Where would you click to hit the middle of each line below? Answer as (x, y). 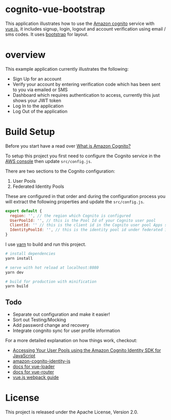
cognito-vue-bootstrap (55, 9)
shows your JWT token (37, 100)
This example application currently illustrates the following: (67, 69)
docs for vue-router (33, 372)
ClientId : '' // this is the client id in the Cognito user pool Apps (86, 225)
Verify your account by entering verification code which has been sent (87, 84)
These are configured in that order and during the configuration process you (85, 196)
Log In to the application (38, 106)
